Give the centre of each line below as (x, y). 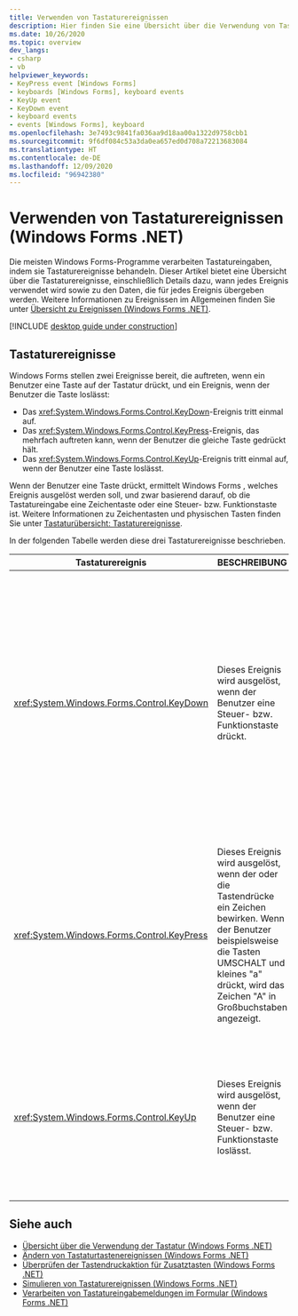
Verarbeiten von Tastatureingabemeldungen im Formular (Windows (145, 1293)
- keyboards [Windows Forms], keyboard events (97, 92)
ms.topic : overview (45, 42)
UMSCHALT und (251, 963)
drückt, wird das (251, 985)
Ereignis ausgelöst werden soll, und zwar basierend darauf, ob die (130, 495)
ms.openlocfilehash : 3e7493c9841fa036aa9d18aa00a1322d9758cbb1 (129, 133)
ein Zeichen (241, 907)
